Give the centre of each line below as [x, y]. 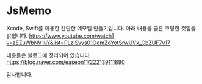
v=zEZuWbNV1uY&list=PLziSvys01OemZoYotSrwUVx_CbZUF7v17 [88, 43]
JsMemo [29, 11]
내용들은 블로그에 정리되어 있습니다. [49, 55]
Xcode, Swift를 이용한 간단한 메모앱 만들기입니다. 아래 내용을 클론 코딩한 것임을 [101, 28]
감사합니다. [20, 74]
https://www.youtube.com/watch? [72, 36]
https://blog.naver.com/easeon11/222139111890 [66, 62]
